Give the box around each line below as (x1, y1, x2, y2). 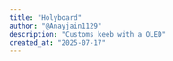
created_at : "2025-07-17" (9, 38, 106, 48)
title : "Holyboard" (9, 13, 82, 22)
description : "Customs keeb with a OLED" (9, 30, 167, 39)
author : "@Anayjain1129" (9, 22, 102, 30)
